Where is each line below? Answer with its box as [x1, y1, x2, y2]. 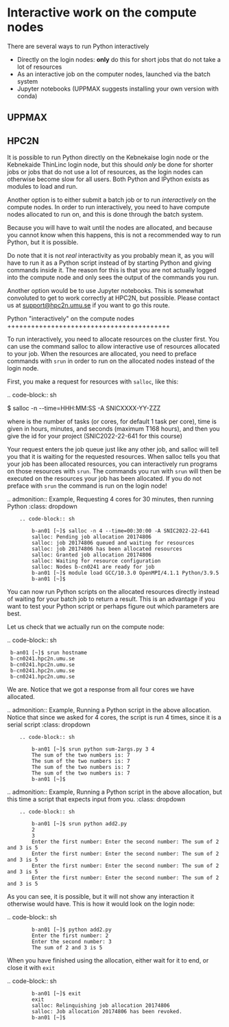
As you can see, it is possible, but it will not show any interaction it [7, 893, 194, 901]
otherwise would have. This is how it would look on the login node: [7, 900, 195, 908]
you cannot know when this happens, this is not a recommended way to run [7, 231, 221, 239]
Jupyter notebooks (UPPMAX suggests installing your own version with [16, 84, 219, 93]
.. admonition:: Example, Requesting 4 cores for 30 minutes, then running [7, 495, 214, 504]
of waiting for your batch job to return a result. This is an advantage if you [7, 595, 215, 603]
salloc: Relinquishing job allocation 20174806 [32, 1002, 170, 1009]
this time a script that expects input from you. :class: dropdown [7, 795, 186, 803]
